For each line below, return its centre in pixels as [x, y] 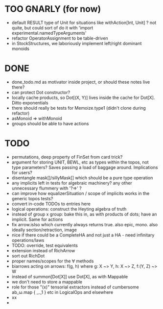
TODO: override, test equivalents [45, 245]
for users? [22, 172]
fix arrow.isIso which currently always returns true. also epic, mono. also [84, 224]
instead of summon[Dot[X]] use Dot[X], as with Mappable [70, 276]
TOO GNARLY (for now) [53, 9]
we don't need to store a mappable [47, 282]
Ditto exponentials [30, 103]
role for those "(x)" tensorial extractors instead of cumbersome [75, 287]
